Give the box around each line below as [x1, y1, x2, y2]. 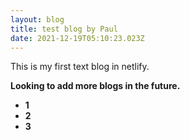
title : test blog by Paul [10, 24, 118, 34]
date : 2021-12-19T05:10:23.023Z [10, 33, 145, 43]
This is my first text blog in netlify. [10, 61, 150, 73]
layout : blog [10, 14, 65, 25]
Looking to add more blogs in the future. [10, 80, 181, 92]
